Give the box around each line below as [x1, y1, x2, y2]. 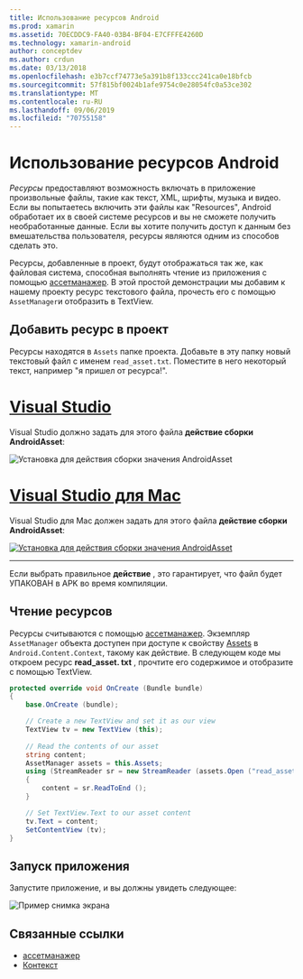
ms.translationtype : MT [9, 88, 99, 97]
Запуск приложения [9, 858, 130, 873]
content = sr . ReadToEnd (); [41, 784, 147, 793]
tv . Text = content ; [25, 817, 99, 826]
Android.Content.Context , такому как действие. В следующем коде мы [9, 647, 281, 658]
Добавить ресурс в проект [9, 322, 169, 337]
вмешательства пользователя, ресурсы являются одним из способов [9, 231, 280, 242]
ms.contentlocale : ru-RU [9, 97, 103, 106]
